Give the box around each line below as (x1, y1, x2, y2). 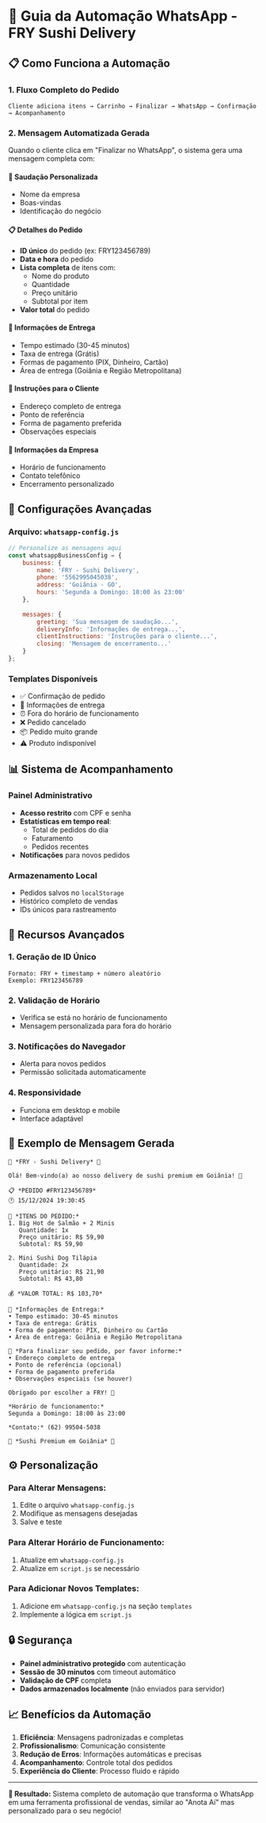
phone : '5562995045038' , (36, 574, 119, 582)
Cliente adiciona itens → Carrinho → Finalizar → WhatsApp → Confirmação (8, 102, 257, 110)
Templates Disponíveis (8, 673, 98, 684)
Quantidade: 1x (18, 1226, 69, 1234)
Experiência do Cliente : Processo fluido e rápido (19, 1767, 180, 1776)
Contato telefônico (19, 471, 81, 480)
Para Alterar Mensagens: (8, 1482, 107, 1493)
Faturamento (31, 833, 74, 843)
